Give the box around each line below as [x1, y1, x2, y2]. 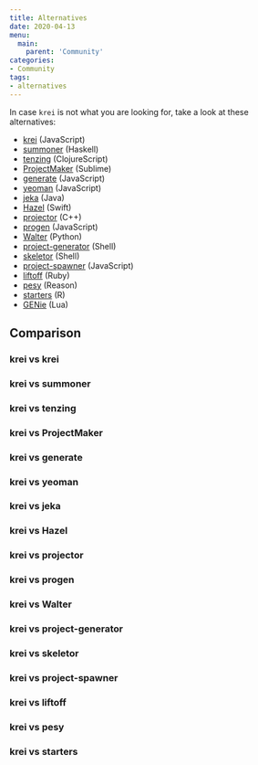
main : [17, 38, 39, 48]
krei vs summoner [9, 377, 91, 389]
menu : [9, 30, 30, 39]
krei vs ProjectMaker [9, 426, 103, 439]
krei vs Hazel [9, 525, 68, 537]
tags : [9, 73, 30, 82]
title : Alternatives [9, 13, 88, 23]
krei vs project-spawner [9, 671, 119, 684]
